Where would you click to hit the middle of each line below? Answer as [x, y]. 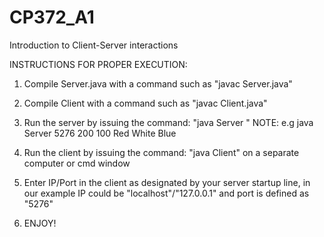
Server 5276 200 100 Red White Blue [100, 133]
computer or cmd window [77, 163]
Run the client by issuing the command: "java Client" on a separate [161, 152]
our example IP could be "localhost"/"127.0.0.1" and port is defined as [166, 193]
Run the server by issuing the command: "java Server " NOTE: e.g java [168, 122]
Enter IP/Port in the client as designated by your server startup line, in [167, 182]
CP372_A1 [52, 17]
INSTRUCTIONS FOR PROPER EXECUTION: [98, 64]
